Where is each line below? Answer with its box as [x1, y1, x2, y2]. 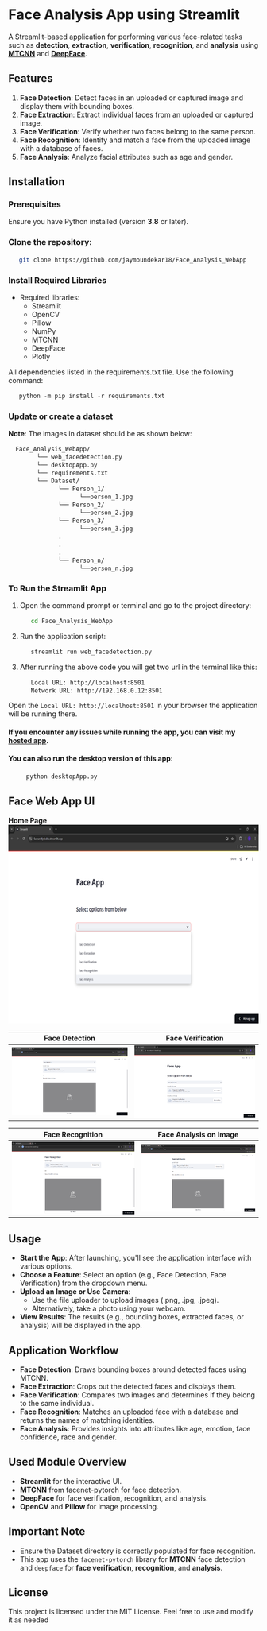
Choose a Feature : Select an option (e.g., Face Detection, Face [19, 1270, 226, 1280]
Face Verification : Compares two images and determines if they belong [19, 1389, 256, 1400]
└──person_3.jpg [79, 525, 133, 533]
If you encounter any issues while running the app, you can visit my [8, 727, 236, 737]
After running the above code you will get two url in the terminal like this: [19, 662, 257, 672]
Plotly [31, 351, 51, 361]
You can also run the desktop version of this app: [8, 754, 173, 764]
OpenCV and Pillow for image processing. [19, 1501, 159, 1511]
